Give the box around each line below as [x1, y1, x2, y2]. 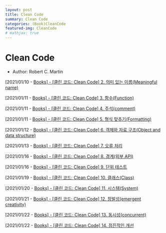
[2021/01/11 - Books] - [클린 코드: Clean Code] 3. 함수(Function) [5, 94, 134, 100]
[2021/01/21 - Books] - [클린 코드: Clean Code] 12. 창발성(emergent [5, 195, 141, 201]
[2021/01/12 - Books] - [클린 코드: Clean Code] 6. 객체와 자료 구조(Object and [5, 126, 161, 132]
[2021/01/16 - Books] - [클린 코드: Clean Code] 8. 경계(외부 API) [5, 153, 133, 159]
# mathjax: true [5, 30, 39, 35]
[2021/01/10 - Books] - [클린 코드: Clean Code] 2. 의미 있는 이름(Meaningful [5, 78, 157, 85]
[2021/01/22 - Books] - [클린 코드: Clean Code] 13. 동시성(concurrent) [5, 211, 146, 217]
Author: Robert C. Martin [12, 68, 63, 74]
